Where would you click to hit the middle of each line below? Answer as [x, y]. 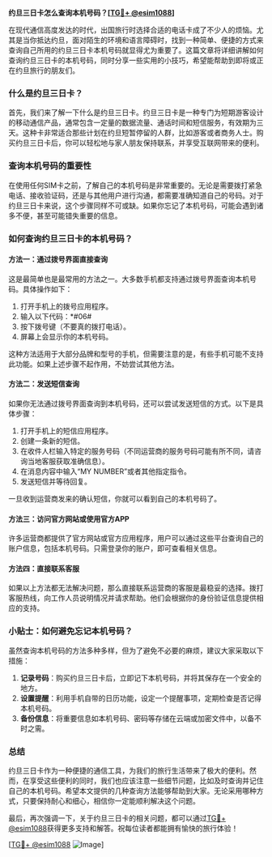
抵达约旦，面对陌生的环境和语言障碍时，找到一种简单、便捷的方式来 [150, 40]
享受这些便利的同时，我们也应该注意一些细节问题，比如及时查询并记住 [147, 780]
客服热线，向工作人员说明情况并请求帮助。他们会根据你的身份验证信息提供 [132, 598]
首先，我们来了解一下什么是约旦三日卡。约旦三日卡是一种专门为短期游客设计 [136, 113]
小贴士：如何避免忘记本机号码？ [71, 631]
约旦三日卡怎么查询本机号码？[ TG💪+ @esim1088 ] [92, 13]
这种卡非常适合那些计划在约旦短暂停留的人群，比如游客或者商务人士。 [139, 133]
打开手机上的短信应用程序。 [66, 431]
